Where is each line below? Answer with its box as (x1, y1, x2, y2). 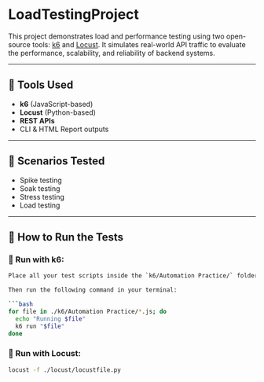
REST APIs (19, 116, 55, 125)
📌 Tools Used (8, 79, 74, 92)
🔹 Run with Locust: (8, 348, 81, 359)
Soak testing (19, 183, 60, 193)
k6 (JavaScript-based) (19, 99, 93, 108)
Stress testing (19, 192, 65, 201)
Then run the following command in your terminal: (8, 286, 178, 294)
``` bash (8, 300, 34, 308)
